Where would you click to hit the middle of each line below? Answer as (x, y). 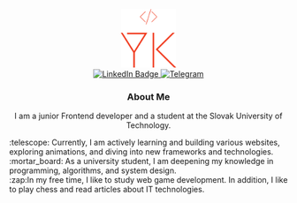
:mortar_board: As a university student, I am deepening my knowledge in (141, 162)
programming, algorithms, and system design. (93, 170)
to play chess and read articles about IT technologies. (107, 190)
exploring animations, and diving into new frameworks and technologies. (141, 152)
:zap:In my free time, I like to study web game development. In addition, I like (148, 180)
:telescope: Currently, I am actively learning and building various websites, (145, 143)
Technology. (148, 125)
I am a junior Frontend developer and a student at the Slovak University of (148, 116)
